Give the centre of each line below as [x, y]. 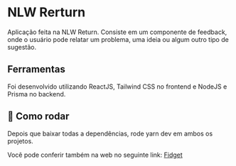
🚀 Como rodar [38, 117]
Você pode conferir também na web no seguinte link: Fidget [95, 155]
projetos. [20, 141]
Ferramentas [36, 69]
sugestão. [22, 47]
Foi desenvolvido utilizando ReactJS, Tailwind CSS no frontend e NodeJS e [117, 87]
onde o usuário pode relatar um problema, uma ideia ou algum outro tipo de [118, 39]
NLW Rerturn [47, 12]
